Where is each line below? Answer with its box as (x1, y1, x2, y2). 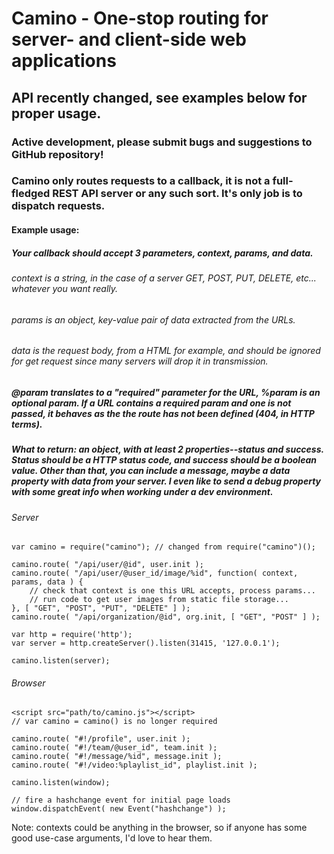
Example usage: (11, 224, 80, 236)
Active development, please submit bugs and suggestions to (11, 135, 313, 149)
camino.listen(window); (11, 778, 111, 788)
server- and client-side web (11, 28, 247, 51)
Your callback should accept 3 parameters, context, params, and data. (11, 247, 314, 259)
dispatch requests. (11, 199, 106, 213)
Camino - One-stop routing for (11, 7, 269, 30)
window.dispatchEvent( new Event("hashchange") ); (11, 804, 227, 814)
